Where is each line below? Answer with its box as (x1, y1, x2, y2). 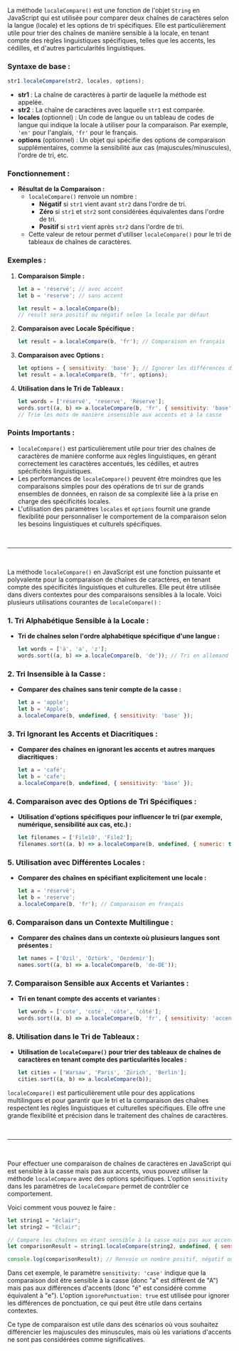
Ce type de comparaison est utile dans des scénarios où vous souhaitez (7, 1320, 219, 1329)
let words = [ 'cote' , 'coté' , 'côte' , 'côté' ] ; (17, 1008, 162, 1015)
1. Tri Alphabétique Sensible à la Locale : (7, 615, 149, 625)
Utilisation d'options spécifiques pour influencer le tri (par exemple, (17, 813, 223, 821)
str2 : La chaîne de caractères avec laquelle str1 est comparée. (17, 106, 205, 114)
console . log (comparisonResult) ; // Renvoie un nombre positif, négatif (7, 1256, 224, 1263)
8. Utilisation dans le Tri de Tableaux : (7, 1031, 140, 1041)
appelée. (17, 98, 44, 107)
